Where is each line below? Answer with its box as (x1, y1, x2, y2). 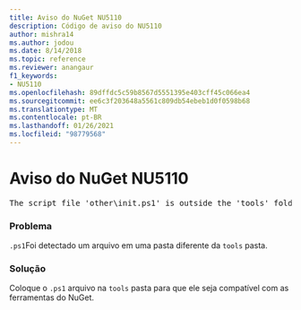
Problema (9, 220, 52, 232)
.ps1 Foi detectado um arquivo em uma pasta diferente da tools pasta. (9, 240, 269, 251)
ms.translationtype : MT (9, 105, 99, 114)
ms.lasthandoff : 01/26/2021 (9, 122, 115, 131)
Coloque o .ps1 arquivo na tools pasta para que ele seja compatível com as (9, 283, 289, 294)
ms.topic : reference (9, 55, 87, 64)
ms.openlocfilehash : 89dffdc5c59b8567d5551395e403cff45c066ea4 (9, 88, 251, 97)
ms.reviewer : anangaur (9, 64, 94, 73)
